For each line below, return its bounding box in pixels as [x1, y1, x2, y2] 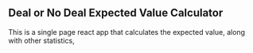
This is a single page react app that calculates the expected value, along [8, 27, 245, 36]
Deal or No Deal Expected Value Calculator [8, 6, 224, 20]
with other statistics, [8, 36, 75, 45]
